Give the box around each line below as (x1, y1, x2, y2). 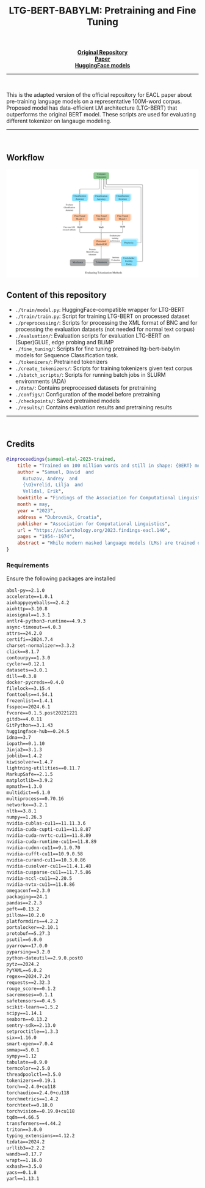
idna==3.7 (6, 735, 32, 741)
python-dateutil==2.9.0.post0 (6, 955, 84, 961)
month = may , (17, 501, 51, 508)
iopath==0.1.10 (6, 741, 45, 747)
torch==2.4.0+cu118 (6, 1084, 56, 1090)
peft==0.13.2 (6, 906, 40, 912)
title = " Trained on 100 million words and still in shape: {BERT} (17, 463, 192, 469)
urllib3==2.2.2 (6, 1145, 45, 1151)
